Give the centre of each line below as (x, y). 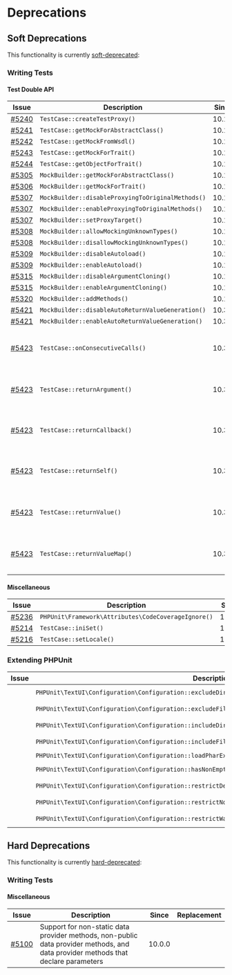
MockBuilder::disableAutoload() (93, 254)
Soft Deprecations (47, 38)
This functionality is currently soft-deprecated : (74, 55)
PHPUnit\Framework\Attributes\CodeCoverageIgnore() (126, 617)
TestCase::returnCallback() (86, 430)
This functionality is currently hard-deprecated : (75, 862)
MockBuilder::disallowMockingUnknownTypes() (114, 243)
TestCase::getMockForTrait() (88, 153)
